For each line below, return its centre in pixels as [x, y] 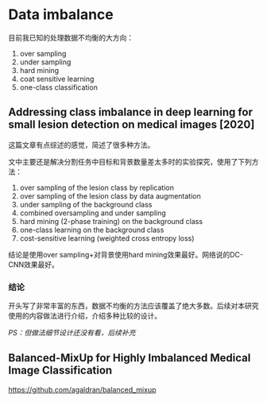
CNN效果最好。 [34, 265]
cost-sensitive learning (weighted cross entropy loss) [107, 238]
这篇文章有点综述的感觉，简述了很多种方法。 [81, 145]
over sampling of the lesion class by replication [97, 187]
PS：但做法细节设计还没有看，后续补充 [72, 333]
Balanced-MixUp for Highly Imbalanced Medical [130, 358]
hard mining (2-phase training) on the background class [111, 221]
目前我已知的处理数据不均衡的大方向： [71, 37]
